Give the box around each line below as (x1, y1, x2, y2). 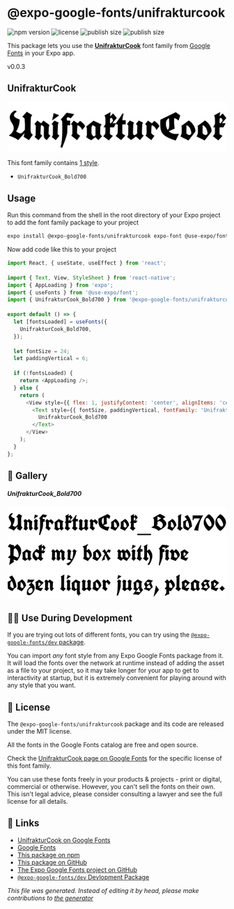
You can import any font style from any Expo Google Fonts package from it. (7, 651, 224, 660)
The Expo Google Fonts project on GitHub (17, 865, 137, 873)
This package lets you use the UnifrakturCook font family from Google (7, 41, 211, 49)
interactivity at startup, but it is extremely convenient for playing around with (7, 674, 226, 682)
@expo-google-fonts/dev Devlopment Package (17, 873, 150, 881)
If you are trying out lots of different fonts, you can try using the (7, 630, 190, 639)
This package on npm (17, 850, 80, 859)
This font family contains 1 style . (7, 159, 100, 167)
